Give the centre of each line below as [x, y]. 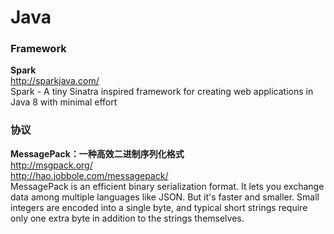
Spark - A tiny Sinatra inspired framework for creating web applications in [162, 92]
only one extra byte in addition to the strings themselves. [127, 218]
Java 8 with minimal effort [64, 102]
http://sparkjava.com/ [55, 81]
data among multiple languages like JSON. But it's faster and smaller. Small [165, 197]
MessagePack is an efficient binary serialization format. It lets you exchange [167, 186]
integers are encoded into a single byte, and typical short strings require [159, 207]
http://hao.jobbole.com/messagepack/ [89, 175]
